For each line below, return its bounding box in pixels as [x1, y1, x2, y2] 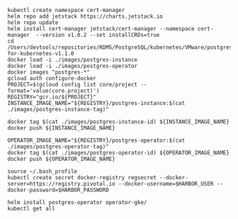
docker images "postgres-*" [7, 69, 91, 76]
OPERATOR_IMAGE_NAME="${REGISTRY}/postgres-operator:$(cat [7, 137, 186, 144]
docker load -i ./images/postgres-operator [7, 62, 138, 69]
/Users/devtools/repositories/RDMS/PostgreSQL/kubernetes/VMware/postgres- [7, 44, 236, 51]
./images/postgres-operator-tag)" [7, 143, 110, 150]
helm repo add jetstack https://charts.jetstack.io [7, 13, 163, 20]
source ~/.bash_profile [7, 168, 78, 175]
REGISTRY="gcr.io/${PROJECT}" [7, 94, 97, 101]
